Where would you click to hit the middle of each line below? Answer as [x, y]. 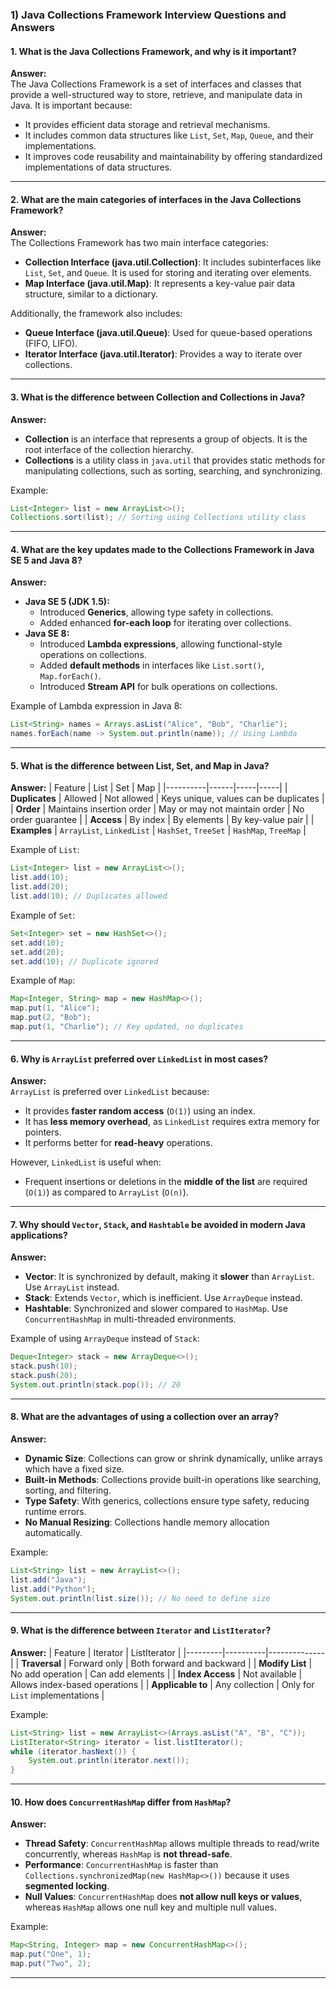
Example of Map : [43, 980]
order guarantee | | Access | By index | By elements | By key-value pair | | [162, 820]
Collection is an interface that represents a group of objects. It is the [166, 439]
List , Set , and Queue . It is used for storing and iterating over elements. [168, 273]
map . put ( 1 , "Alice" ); [55, 1008]
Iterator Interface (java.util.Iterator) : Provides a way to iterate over [163, 354]
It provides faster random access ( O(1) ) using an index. [140, 1111]
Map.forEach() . [70, 676]
